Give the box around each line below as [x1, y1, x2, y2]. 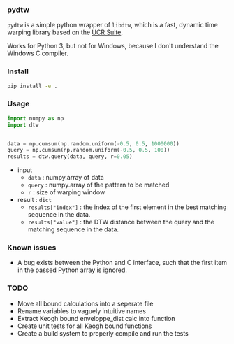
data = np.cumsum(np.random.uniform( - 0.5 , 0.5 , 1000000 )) [7, 140, 180, 148]
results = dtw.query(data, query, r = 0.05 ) [7, 153, 133, 160]
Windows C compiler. [7, 49, 68, 57]
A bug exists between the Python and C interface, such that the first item [17, 259, 228, 267]
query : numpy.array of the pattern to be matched [27, 180, 170, 189]
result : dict [17, 196, 52, 204]
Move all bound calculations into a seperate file [17, 299, 154, 308]
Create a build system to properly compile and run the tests [17, 329, 189, 337]
